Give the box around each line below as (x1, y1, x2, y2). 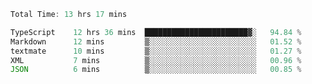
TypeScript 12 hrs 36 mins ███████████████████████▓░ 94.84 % (10, 27, 302, 37)
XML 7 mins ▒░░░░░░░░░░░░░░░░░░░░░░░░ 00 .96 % (10, 55, 302, 65)
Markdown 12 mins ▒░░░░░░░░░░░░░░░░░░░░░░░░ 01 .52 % (10, 36, 302, 47)
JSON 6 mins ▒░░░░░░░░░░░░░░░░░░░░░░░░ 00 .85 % (10, 65, 302, 75)
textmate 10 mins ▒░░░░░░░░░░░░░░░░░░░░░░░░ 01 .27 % (10, 46, 302, 56)
